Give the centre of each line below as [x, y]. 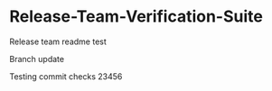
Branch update [37, 59]
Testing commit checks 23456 [66, 76]
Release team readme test [58, 41]
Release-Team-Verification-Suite [136, 17]
